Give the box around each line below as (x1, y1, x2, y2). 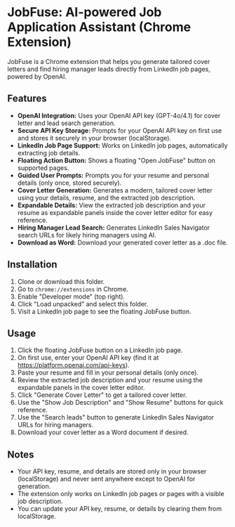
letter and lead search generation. (17, 119, 116, 127)
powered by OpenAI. (7, 72, 67, 81)
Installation (7, 259, 58, 271)
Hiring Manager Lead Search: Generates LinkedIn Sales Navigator (17, 223, 210, 232)
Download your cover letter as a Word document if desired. (17, 428, 189, 436)
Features (7, 93, 47, 105)
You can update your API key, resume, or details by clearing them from (17, 505, 222, 513)
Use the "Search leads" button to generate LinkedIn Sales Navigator (17, 413, 215, 422)
